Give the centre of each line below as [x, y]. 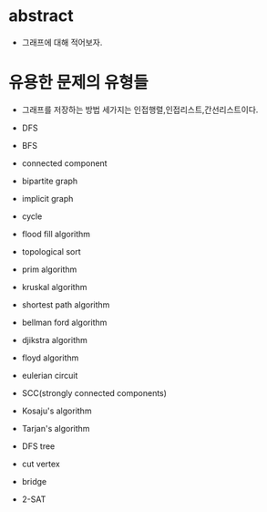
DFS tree [38, 446]
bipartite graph [50, 181]
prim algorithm [49, 269]
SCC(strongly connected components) [94, 392]
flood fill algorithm [56, 234]
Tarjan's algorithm [56, 428]
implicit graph [47, 198]
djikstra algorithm [55, 340]
